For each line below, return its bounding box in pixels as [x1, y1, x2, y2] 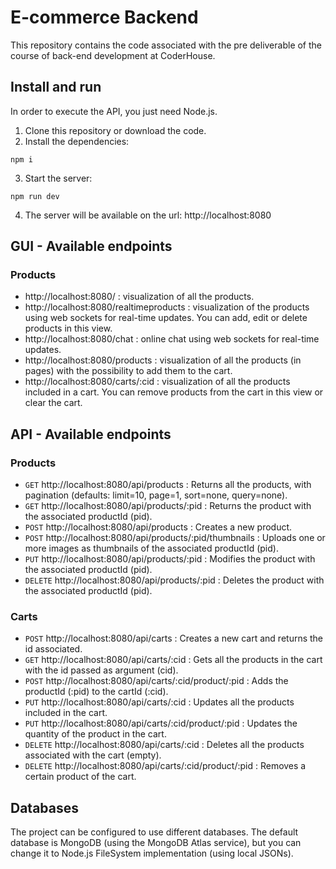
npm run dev [10, 191, 60, 201]
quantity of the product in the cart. [24, 728, 167, 740]
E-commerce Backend [10, 6, 199, 29]
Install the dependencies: [24, 135, 130, 147]
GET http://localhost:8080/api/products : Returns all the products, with [24, 479, 312, 491]
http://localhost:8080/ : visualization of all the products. [24, 291, 255, 303]
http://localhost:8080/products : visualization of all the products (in [24, 354, 302, 366]
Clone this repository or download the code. [24, 124, 207, 136]
